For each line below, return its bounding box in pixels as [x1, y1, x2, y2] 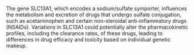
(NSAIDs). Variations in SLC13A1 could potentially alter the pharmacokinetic [6, 23, 188, 30]
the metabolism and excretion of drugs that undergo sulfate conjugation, [6, 11, 182, 18]
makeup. [6, 42, 28, 49]
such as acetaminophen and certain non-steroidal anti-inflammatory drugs [6, 18, 187, 24]
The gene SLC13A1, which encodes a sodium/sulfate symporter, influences [6, 5, 187, 12]
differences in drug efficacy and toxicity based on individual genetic [6, 36, 171, 43]
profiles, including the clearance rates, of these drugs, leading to [6, 30, 163, 37]
